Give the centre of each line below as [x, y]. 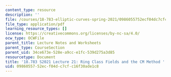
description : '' [22, 15]
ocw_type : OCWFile [25, 38]
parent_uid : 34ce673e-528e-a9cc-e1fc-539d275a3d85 [60, 52]
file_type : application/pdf [35, 24]
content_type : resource [31, 10]
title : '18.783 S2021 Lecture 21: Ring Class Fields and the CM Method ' [85, 62]
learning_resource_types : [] [36, 29]
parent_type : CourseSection [35, 48]
